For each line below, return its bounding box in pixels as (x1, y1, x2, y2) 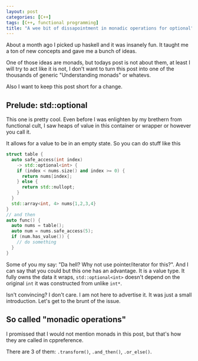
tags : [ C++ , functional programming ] (6, 19, 99, 25)
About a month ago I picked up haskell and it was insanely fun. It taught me (6, 41, 189, 48)
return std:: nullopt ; (21, 184, 75, 190)
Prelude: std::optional (6, 100, 88, 110)
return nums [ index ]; (21, 173, 72, 179)
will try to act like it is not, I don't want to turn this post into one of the (6, 66, 174, 73)
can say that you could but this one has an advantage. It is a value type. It (6, 267, 185, 274)
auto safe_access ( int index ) (11, 157, 83, 162)
